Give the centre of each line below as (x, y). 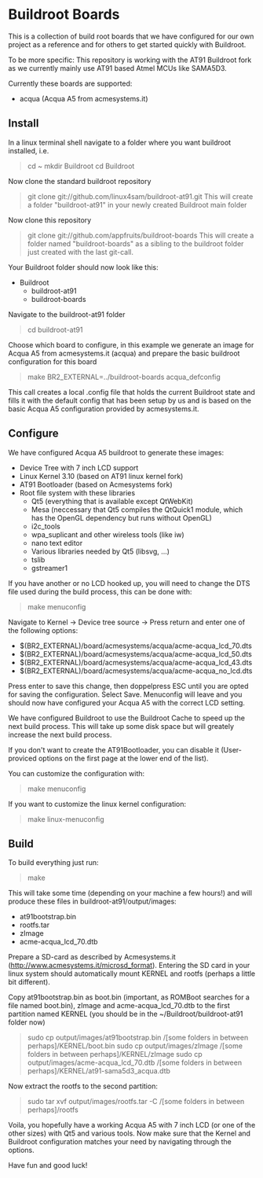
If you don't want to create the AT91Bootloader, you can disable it (114, 749)
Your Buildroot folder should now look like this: (83, 267)
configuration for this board (53, 361)
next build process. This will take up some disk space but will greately (121, 726)
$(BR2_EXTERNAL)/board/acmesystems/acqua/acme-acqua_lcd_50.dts (136, 653)
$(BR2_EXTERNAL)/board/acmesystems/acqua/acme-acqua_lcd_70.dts (136, 646)
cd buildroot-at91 (55, 329)
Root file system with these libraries (77, 492)
